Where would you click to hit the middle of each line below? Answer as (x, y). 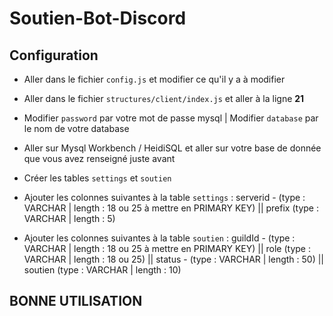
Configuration (54, 55)
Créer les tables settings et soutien (97, 178)
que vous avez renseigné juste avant (99, 158)
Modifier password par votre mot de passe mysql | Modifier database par (171, 118)
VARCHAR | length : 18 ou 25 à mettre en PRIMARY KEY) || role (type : (167, 248)
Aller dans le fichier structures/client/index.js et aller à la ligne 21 (164, 98)
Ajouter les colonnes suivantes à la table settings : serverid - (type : (164, 197)
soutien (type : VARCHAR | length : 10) (102, 270)
